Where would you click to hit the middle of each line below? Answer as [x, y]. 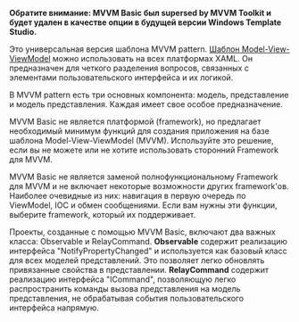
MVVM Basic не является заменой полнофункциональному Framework [144, 177]
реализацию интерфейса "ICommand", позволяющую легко [123, 279]
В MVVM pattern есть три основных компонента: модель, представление [149, 95]
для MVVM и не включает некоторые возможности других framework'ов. [149, 186]
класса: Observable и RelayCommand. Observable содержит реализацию [148, 241]
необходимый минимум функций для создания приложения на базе [139, 131]
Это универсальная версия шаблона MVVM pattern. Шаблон [125, 49]
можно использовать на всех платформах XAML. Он [152, 58]
